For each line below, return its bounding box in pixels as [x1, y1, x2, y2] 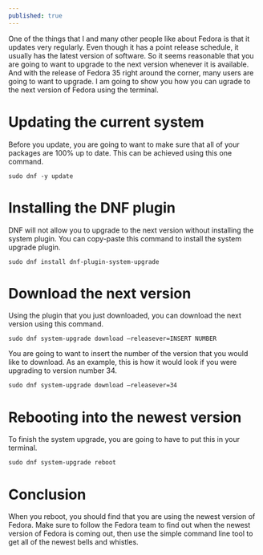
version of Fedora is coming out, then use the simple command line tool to [8, 529, 253, 538]
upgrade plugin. [8, 242, 61, 252]
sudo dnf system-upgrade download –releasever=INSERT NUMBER [8, 334, 217, 343]
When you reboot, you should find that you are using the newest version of [8, 512, 256, 521]
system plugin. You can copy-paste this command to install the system [8, 233, 242, 243]
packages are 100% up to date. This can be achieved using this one [8, 148, 233, 157]
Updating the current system [8, 113, 204, 131]
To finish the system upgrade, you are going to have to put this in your [8, 435, 241, 444]
